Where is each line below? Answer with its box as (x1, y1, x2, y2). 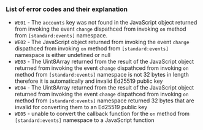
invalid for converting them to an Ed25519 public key (14, 104, 148, 111)
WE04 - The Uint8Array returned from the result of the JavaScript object (14, 84, 194, 91)
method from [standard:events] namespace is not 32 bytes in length (14, 71, 190, 78)
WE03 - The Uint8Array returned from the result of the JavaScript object (14, 58, 194, 66)
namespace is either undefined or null (14, 52, 111, 59)
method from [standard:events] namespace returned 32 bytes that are (14, 97, 194, 104)
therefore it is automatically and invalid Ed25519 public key (14, 77, 163, 85)
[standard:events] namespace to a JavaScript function (14, 117, 155, 124)
